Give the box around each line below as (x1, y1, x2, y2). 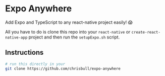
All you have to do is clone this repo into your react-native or (5, 29, 130, 35)
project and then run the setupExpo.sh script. (28, 34, 120, 40)
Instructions (5, 48, 44, 57)
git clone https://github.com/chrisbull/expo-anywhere (5, 66, 121, 71)
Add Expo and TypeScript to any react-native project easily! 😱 (5, 19, 133, 25)
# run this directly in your (5, 61, 65, 67)
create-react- (131, 30, 161, 35)
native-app (5, 35, 28, 40)
